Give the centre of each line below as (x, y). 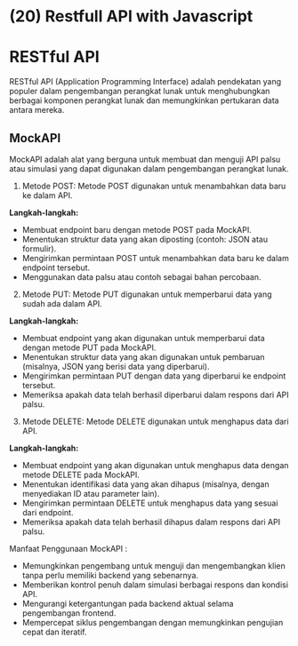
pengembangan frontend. (69, 613)
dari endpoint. (48, 512)
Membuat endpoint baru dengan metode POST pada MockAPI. (137, 229)
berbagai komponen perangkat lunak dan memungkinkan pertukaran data (144, 100)
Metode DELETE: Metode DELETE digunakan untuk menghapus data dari (155, 421)
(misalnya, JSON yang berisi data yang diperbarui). (116, 366)
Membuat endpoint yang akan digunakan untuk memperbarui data (143, 338)
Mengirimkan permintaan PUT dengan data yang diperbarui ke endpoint (154, 376)
